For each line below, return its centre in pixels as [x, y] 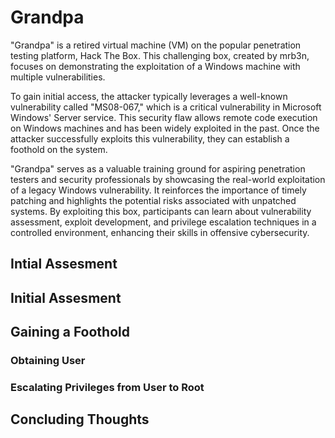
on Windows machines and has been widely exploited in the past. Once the [165, 128]
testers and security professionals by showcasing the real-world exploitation [168, 179]
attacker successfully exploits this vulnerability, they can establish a [150, 138]
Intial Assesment [64, 264]
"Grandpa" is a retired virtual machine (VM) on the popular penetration [156, 45]
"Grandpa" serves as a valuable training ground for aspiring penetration [158, 168]
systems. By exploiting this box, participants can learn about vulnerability [161, 211]
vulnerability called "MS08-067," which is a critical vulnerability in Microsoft [166, 107]
